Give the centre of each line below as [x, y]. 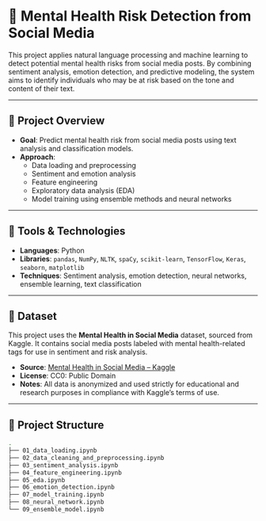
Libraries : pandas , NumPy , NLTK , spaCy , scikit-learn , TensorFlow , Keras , [133, 259]
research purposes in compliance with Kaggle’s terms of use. [120, 393]
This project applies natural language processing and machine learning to [128, 55]
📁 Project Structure [56, 425]
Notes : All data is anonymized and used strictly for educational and [129, 384]
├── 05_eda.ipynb [37, 480]
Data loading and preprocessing [84, 165]
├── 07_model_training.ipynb [56, 495]
